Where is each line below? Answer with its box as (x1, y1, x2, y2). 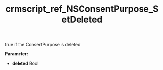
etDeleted (61, 14, 102, 25)
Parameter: (5, 51, 28, 57)
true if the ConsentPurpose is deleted (5, 42, 81, 47)
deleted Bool (12, 60, 39, 67)
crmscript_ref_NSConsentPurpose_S (5, 3, 159, 15)
